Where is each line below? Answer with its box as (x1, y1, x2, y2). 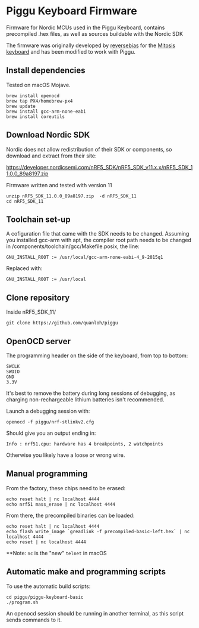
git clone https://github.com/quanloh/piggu (6, 320, 118, 326)
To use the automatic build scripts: (6, 583, 91, 590)
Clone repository (6, 292, 70, 302)
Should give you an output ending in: (6, 429, 96, 437)
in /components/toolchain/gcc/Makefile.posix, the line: (6, 243, 140, 250)
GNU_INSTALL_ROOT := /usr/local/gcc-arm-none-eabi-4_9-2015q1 (6, 255, 163, 261)
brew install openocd (6, 92, 60, 99)
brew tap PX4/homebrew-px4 (6, 98, 73, 104)
